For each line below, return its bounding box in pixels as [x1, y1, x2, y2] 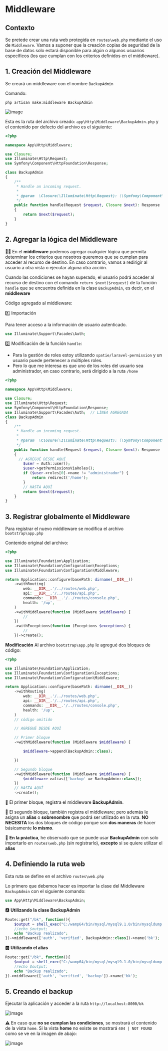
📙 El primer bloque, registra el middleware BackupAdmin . [5, 799, 124, 805]
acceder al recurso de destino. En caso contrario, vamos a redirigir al [5, 259, 147, 265]
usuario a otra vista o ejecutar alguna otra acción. [5, 264, 107, 270]
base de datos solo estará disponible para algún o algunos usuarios [5, 48, 144, 53]
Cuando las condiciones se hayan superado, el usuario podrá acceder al [5, 274, 154, 280]
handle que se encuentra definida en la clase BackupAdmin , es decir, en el [5, 285, 154, 291]
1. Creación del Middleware [5, 67, 91, 76]
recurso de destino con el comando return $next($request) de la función [5, 279, 157, 285]
